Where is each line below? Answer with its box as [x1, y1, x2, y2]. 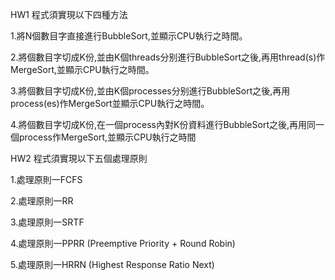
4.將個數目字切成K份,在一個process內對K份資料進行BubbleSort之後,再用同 [10, 119, 317, 130]
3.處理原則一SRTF [10, 216, 85, 228]
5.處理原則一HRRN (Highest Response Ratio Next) [10, 259, 215, 270]
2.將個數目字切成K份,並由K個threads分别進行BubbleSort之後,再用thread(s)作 [10, 51, 326, 63]
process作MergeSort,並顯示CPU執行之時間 [18, 131, 197, 143]
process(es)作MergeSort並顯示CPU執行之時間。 [10, 98, 210, 109]
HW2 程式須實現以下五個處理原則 [10, 153, 148, 164]
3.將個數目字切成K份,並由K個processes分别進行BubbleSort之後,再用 [10, 85, 291, 97]
